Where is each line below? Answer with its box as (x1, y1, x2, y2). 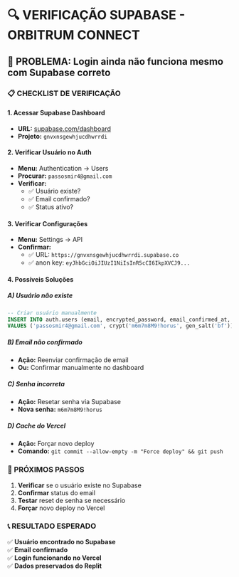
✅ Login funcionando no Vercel (7, 554, 102, 562)
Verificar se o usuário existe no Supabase (17, 481, 142, 489)
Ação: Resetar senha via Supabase (17, 398, 121, 406)
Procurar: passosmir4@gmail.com (17, 171, 112, 180)
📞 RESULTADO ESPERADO (7, 522, 97, 531)
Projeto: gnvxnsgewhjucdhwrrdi (17, 132, 108, 140)
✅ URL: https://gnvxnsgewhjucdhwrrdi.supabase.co (28, 250, 179, 259)
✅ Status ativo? (28, 202, 74, 211)
